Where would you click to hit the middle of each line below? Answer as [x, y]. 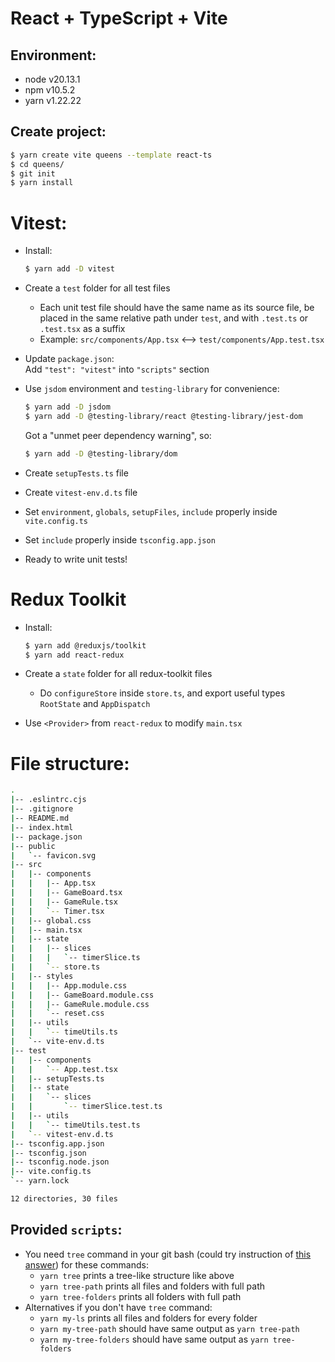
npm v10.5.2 [50, 90]
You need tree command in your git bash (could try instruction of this [168, 1254]
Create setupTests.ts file [76, 473]
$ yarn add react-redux [74, 655]
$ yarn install [42, 183]
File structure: [70, 763]
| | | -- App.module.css [69, 985]
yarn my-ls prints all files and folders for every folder [148, 1318]
